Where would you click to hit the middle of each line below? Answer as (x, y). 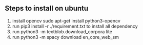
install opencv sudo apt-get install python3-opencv (66, 20)
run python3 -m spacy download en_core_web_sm (65, 37)
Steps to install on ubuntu (47, 8)
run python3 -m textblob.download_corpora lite (62, 31)
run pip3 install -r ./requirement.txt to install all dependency (75, 26)
